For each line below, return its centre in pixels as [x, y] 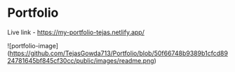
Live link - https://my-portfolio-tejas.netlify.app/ [76, 32]
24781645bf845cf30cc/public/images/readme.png [81, 60]
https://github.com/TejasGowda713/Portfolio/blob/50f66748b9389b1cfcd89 [119, 53]
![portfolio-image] [33, 45]
